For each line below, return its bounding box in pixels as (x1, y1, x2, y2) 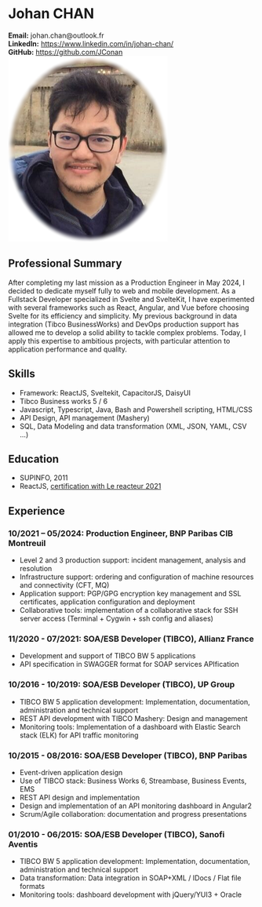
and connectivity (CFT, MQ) (19, 581, 110, 590)
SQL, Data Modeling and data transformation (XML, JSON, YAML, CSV (19, 421, 247, 431)
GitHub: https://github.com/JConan (8, 47, 123, 56)
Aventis (8, 839, 38, 850)
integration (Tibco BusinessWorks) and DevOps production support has (8, 319, 239, 329)
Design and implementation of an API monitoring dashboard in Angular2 (19, 801, 253, 810)
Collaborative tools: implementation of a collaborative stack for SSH (19, 606, 238, 615)
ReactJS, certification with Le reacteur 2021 (19, 482, 162, 491)
